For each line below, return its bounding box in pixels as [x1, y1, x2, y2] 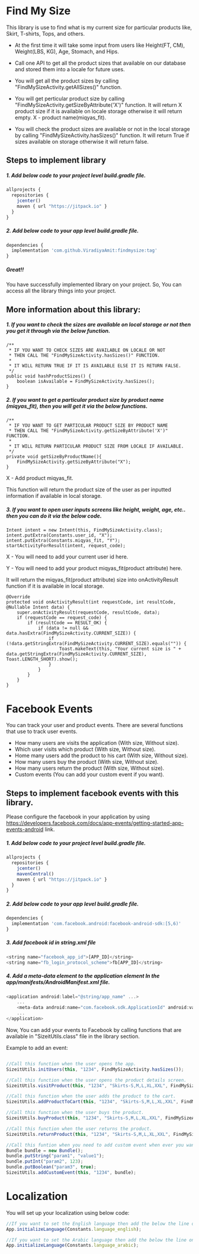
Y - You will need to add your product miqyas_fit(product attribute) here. [6, 565, 182, 572]
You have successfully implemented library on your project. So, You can [6, 281, 182, 288]
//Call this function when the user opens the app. [6, 1061, 136, 1066]
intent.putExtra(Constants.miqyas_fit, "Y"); [6, 538, 120, 544]
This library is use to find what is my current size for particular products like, [6, 24, 192, 31]
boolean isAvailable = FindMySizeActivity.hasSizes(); [17, 379, 155, 385]
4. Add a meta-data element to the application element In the [6, 972, 160, 980]
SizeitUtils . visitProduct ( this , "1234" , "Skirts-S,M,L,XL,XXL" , [6, 1082, 168, 1088]
